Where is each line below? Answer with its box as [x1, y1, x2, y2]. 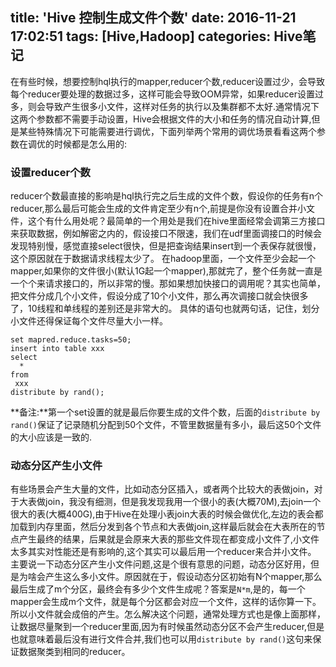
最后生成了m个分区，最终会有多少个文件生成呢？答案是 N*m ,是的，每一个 [10, 583, 306, 595]
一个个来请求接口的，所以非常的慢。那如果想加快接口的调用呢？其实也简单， [10, 278, 326, 290]
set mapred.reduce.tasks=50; [10, 335, 132, 345]
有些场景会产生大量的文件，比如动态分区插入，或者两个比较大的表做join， [10, 483, 315, 495]
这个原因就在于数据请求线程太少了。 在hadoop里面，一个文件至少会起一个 [10, 253, 317, 265]
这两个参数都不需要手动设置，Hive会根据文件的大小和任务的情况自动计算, [10, 113, 312, 125]
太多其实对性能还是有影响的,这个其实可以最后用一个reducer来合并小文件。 [10, 546, 317, 558]
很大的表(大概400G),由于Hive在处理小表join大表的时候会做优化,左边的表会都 [10, 508, 324, 520]
